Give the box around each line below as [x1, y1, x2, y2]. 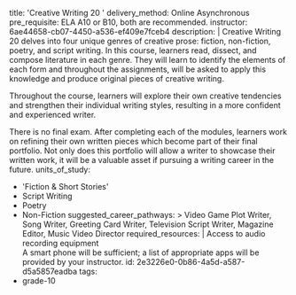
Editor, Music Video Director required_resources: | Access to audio [21, 229, 266, 238]
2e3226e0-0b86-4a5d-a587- [136, 257, 245, 267]
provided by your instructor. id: [21, 257, 135, 267]
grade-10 [21, 276, 56, 286]
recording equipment [21, 238, 99, 248]
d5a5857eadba [21, 266, 78, 276]
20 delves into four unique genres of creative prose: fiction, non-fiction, [9, 35, 271, 46]
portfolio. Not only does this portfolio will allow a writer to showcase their [9, 145, 276, 156]
